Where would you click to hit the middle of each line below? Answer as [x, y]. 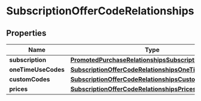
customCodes [30, 79]
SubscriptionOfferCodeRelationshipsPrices [133, 89]
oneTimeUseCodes [37, 70]
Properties [26, 33]
